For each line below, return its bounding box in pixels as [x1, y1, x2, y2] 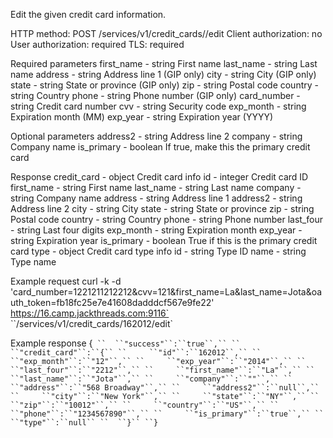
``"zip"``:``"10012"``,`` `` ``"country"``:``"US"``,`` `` [10, 400, 280, 410]
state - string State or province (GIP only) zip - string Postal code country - [10, 79, 319, 91]
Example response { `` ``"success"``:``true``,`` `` [10, 337, 241, 349]
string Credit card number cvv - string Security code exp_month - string [10, 100, 307, 112]
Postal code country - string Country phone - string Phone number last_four [10, 214, 323, 225]
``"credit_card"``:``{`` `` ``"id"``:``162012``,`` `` [10, 348, 262, 358]
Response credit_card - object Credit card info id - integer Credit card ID [10, 171, 309, 183]
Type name [10, 256, 57, 268]
